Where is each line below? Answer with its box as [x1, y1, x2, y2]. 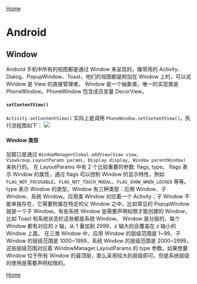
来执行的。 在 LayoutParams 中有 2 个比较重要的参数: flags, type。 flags [6, 163, 182, 170]
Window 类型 [6, 136, 39, 144]
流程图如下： [11, 122, 42, 129]
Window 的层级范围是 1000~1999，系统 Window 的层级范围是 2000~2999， [6, 237, 192, 244]
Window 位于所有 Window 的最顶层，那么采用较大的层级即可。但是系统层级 [6, 252, 190, 259]
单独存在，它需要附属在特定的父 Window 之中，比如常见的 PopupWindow [11, 201, 190, 208]
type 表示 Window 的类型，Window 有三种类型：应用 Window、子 [6, 186, 167, 193]
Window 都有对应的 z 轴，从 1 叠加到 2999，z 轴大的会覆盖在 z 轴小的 [6, 222, 176, 230]
